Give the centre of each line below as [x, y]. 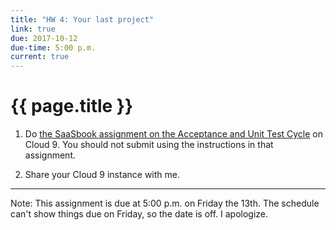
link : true [33, 29]
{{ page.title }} [72, 106]
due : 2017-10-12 [44, 38]
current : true [40, 57]
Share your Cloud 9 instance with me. [102, 175]
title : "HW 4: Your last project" [82, 19]
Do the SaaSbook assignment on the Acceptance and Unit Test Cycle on [174, 134]
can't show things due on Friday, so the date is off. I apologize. [139, 214]
